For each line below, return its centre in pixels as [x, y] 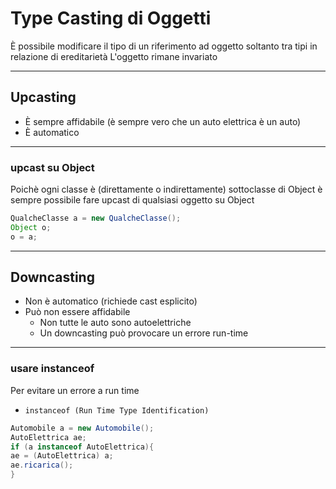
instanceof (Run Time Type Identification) [117, 410]
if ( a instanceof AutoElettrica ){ [82, 447]
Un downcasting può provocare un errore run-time [144, 333]
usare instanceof [52, 369]
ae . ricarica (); [42, 465]
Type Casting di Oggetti [111, 18]
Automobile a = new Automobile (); [82, 428]
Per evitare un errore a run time [75, 390]
